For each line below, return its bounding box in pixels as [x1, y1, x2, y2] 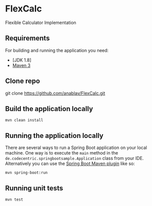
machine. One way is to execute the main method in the [5, 150, 119, 156]
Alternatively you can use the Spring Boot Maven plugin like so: [5, 160, 136, 166]
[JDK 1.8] [12, 57, 31, 63]
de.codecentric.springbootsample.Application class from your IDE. [5, 155, 144, 161]
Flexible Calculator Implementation [5, 19, 76, 25]
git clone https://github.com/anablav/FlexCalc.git [5, 90, 106, 96]
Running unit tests [5, 183, 63, 192]
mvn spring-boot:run [5, 170, 48, 175]
